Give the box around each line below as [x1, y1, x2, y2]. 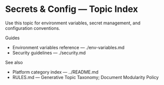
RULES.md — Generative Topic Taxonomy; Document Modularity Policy [12, 74, 159, 80]
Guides [5, 35, 20, 41]
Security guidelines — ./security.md [12, 50, 86, 56]
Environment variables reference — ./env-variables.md [12, 44, 125, 50]
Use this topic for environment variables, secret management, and [5, 20, 141, 26]
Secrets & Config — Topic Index [5, 3, 138, 15]
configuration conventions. [5, 25, 61, 31]
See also [5, 59, 23, 65]
